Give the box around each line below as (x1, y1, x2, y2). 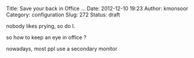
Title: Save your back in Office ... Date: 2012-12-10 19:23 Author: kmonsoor (6, 5, 188, 12)
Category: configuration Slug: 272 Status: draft (6, 11, 120, 18)
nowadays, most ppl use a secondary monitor (6, 45, 118, 52)
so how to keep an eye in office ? (6, 34, 87, 40)
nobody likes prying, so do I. (6, 23, 76, 29)
